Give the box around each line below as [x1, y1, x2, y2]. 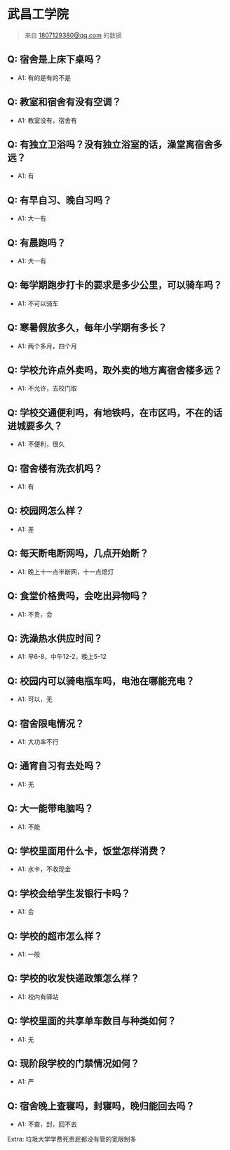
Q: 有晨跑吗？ [7, 237, 67, 249]
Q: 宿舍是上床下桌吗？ [7, 53, 103, 65]
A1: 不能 [17, 823, 41, 831]
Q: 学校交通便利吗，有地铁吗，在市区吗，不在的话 [7, 407, 223, 419]
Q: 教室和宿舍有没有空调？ [7, 96, 121, 108]
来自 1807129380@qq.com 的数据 [24, 31, 122, 39]
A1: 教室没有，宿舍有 [17, 116, 77, 124]
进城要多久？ [7, 419, 63, 432]
